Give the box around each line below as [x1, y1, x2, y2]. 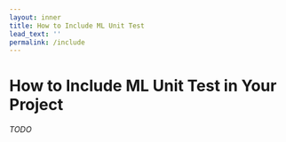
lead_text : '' [9, 29, 62, 38]
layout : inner [9, 12, 62, 22]
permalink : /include [9, 37, 86, 47]
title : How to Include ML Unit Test [9, 21, 145, 30]
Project [9, 95, 64, 115]
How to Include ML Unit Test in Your [9, 76, 277, 96]
